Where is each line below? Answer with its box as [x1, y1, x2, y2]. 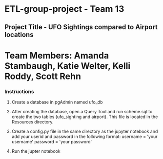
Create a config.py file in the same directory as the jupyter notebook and [11, 128, 158, 135]
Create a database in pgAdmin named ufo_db [11, 99, 103, 105]
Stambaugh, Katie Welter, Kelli [4, 60, 131, 71]
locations [4, 30, 34, 39]
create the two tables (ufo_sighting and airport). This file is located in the [11, 114, 158, 120]
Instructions [4, 88, 35, 95]
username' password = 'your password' [11, 139, 92, 145]
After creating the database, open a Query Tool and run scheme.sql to [11, 109, 153, 115]
